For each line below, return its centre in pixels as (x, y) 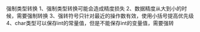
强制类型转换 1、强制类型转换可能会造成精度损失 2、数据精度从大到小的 (94, 8)
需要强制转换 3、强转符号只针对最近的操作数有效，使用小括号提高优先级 (105, 16)
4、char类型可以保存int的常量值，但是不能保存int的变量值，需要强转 (90, 23)
